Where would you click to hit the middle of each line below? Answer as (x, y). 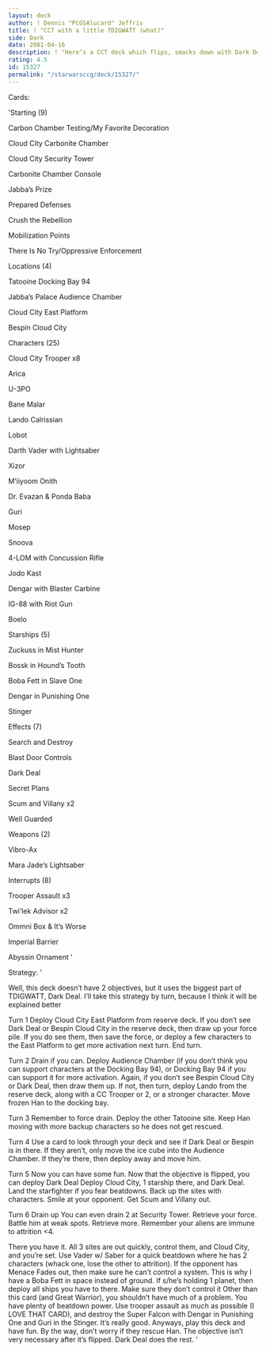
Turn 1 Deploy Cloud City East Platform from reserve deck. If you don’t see (129, 1020)
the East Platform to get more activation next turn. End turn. (105, 1045)
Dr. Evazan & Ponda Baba (49, 496)
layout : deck (30, 15)
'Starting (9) (28, 113)
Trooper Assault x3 (39, 896)
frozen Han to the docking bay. (59, 1102)
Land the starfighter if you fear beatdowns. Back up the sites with (115, 1190)
